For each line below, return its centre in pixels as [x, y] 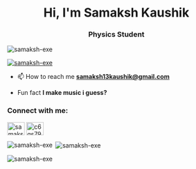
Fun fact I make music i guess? [62, 93]
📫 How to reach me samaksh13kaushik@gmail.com [93, 77]
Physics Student [116, 35]
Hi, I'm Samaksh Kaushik [116, 13]
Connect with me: [38, 111]
